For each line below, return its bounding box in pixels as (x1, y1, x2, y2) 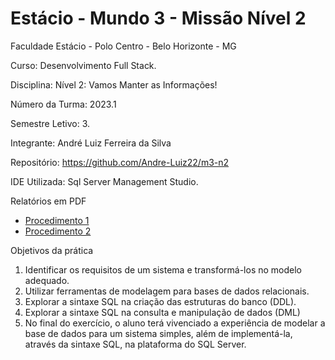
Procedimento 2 (24, 225, 92, 237)
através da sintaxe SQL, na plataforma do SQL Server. (24, 338, 247, 350)
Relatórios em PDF (10, 195, 87, 207)
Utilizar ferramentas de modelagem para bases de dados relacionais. (24, 285, 310, 297)
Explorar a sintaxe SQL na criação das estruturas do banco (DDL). (24, 295, 297, 307)
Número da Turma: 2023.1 (10, 98, 117, 110)
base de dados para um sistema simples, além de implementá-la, (24, 327, 293, 339)
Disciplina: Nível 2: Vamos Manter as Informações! (10, 78, 218, 91)
